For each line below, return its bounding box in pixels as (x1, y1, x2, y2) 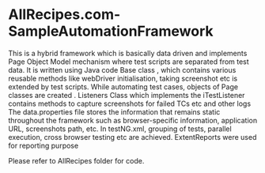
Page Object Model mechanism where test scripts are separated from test (8, 57, 249, 66)
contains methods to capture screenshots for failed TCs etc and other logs (8, 99, 252, 108)
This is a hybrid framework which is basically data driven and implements (8, 48, 248, 58)
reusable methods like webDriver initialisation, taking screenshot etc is (8, 73, 238, 83)
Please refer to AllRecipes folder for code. (8, 156, 145, 165)
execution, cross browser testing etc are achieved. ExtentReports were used (8, 132, 257, 141)
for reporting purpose (8, 141, 79, 150)
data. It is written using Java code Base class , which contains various (8, 65, 237, 74)
